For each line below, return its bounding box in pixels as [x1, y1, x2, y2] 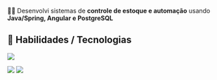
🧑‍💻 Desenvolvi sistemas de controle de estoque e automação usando [7, 7, 211, 15]
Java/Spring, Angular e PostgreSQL [7, 14, 114, 22]
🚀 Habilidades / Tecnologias [7, 34, 132, 46]
